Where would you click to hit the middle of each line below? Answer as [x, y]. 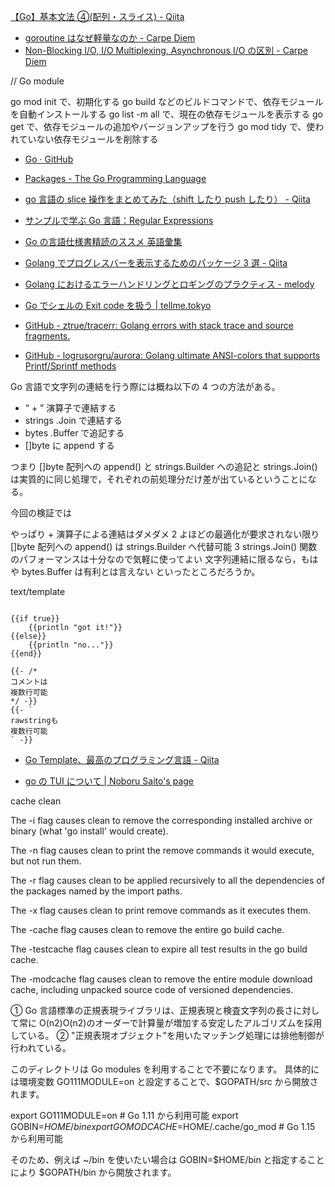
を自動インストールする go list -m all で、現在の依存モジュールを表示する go [166, 114]
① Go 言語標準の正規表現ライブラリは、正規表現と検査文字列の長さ [152, 1010]
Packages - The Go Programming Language [115, 178]
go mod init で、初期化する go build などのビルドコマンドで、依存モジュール [167, 101]
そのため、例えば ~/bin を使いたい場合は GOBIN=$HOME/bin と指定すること [167, 1159]
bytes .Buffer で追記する [74, 433]
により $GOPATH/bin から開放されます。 [93, 1172]
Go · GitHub [49, 159]
